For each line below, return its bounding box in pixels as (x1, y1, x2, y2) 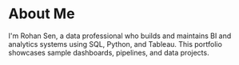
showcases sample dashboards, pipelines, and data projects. (8, 48, 209, 57)
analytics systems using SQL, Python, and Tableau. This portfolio (8, 39, 222, 48)
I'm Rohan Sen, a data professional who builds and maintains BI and (8, 31, 232, 40)
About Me (8, 5, 75, 23)
